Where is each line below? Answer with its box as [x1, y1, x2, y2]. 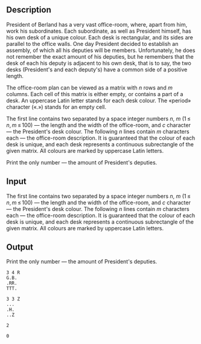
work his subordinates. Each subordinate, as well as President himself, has [6, 27, 191, 34]
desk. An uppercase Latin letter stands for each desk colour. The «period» [6, 97, 191, 104]
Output [6, 242, 33, 253]
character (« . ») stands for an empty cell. [6, 103, 107, 111]
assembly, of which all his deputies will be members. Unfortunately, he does [6, 47, 196, 54]
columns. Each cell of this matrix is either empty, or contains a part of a [6, 90, 183, 97]
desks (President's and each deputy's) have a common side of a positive [6, 66, 188, 73]
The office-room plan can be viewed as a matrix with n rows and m [6, 84, 173, 91]
